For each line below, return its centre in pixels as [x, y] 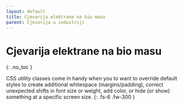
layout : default [26, 11]
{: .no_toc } [19, 67]
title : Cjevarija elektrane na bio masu [56, 17]
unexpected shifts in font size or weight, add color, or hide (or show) [88, 91]
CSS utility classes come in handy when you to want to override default [92, 79]
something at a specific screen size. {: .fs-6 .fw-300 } [71, 97]
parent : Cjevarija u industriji [45, 22]
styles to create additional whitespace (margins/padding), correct [85, 84]
